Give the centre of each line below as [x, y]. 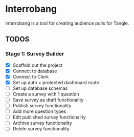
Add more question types [39, 111]
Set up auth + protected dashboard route [56, 82]
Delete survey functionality [41, 129]
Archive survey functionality [42, 123]
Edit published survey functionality [49, 117]
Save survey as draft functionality [48, 100]
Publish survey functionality [42, 106]
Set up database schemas [40, 88]
